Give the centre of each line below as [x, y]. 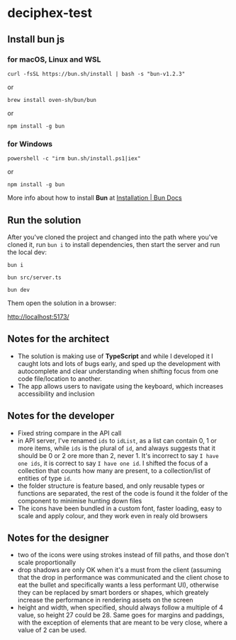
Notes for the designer [58, 538]
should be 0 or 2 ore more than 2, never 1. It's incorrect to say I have [118, 455]
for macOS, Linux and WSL [54, 59]
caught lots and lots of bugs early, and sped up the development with [119, 363]
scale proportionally [47, 562]
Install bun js [36, 39]
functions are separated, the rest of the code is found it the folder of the [123, 493]
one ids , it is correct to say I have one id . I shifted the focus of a [113, 463]
